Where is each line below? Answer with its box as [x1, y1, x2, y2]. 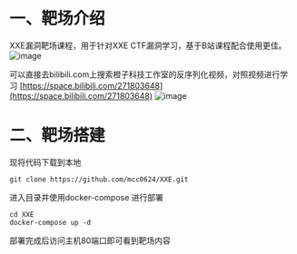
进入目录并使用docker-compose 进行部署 [9, 191, 163, 202]
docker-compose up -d [9, 218, 92, 227]
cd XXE [9, 210, 35, 219]
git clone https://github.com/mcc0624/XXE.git [9, 174, 189, 184]
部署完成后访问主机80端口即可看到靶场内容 [9, 235, 171, 246]
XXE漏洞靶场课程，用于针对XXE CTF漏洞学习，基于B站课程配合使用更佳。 [9, 40, 287, 51]
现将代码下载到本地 [9, 156, 82, 168]
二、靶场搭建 [9, 125, 106, 146]
